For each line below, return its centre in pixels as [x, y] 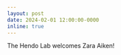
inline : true [26, 26]
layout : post [26, 13]
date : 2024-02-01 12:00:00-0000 [53, 20]
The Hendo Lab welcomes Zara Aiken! [61, 46]
